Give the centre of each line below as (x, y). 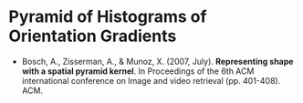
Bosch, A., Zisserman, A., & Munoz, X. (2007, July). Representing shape (157, 61)
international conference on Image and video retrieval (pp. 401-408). (151, 80)
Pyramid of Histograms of (108, 17)
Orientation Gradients (93, 36)
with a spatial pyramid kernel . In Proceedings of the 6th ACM (138, 71)
